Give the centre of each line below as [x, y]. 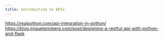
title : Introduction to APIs [35, 9]
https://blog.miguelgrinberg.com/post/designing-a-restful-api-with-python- [82, 28]
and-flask [15, 33]
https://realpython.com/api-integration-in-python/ [56, 23]
